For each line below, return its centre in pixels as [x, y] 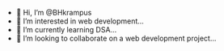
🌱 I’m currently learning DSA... [66, 30]
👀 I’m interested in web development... [80, 21]
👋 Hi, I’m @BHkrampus [54, 13]
